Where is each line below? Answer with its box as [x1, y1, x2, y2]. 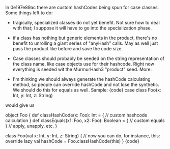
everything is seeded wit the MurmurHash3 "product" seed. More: [12, 66, 152, 72]
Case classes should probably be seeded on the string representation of [12, 55, 164, 62]
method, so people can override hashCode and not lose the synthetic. [12, 81, 159, 87]
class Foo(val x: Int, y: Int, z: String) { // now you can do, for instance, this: [5, 133, 160, 139]
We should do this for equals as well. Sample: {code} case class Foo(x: [12, 87, 161, 93]
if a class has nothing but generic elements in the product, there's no [12, 35, 157, 41]
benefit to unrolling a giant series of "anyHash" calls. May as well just [12, 40, 158, 46]
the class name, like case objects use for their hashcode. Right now [12, 61, 154, 67]
